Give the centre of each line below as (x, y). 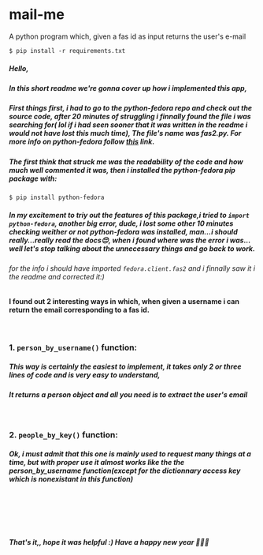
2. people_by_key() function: (64, 435)
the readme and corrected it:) (57, 277)
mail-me (37, 15)
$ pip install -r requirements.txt (67, 51)
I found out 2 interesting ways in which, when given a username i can (124, 301)
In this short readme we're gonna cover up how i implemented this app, (128, 88)
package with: (33, 178)
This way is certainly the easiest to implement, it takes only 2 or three (125, 366)
